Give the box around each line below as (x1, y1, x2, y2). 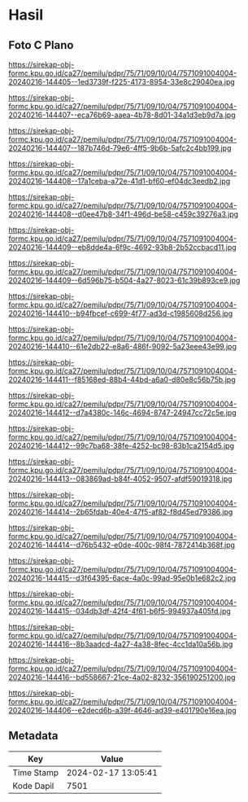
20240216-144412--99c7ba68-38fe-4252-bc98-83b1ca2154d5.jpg (8, 441, 234, 450)
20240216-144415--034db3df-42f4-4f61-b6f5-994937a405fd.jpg (8, 607, 232, 616)
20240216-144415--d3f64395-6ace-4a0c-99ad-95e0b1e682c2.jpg (8, 573, 237, 583)
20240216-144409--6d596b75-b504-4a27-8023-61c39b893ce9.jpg (8, 275, 241, 285)
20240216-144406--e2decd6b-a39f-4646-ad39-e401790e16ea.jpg (8, 706, 237, 715)
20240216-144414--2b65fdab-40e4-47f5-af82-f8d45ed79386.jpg (8, 507, 233, 516)
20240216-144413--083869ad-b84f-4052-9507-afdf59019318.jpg (8, 474, 233, 484)
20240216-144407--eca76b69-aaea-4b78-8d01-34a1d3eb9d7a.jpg (8, 110, 236, 120)
